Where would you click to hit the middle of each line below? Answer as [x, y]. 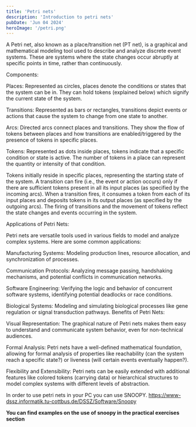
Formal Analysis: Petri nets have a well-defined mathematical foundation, [94, 348]
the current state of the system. [44, 99]
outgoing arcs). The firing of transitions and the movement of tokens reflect [97, 207]
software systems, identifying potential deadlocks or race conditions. [89, 295]
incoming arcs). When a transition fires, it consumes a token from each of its [98, 194]
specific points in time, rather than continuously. [64, 63]
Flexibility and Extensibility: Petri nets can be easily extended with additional [98, 371]
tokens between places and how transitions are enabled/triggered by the [94, 134]
